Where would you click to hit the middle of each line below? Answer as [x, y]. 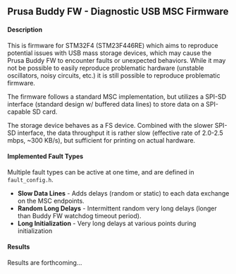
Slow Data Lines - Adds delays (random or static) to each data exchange [123, 193]
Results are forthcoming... [45, 263]
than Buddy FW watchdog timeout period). [79, 215]
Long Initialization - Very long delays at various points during [107, 223]
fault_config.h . [31, 179]
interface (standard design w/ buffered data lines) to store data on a [106, 104]
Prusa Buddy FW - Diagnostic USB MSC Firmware [118, 12]
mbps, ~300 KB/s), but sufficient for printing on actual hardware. [101, 140]
